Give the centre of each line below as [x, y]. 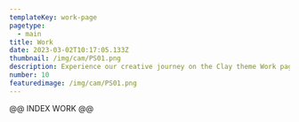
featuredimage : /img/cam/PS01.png [73, 83]
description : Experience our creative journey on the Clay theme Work [143, 67]
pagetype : [28, 26]
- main [29, 34]
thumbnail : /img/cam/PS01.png [65, 58]
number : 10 [29, 75]
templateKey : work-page [53, 17]
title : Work [31, 42]
